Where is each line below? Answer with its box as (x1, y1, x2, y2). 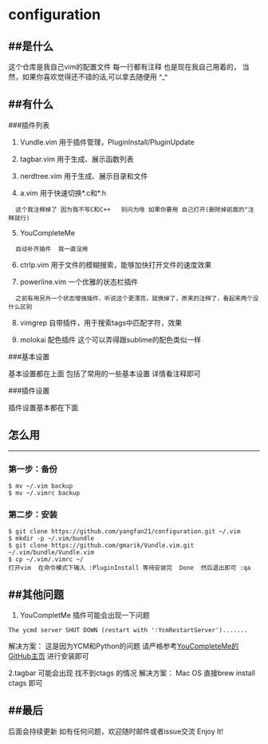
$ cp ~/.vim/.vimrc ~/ (8, 556, 84, 564)
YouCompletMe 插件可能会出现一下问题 (19, 611, 150, 620)
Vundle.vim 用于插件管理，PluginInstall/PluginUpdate (19, 137, 195, 147)
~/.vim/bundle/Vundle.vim (8, 548, 94, 556)
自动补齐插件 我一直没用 (15, 245, 89, 253)
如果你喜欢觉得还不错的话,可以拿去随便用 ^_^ (22, 72, 168, 81)
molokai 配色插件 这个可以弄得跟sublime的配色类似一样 (19, 334, 202, 344)
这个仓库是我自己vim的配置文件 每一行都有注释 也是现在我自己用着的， (8, 62, 241, 71)
